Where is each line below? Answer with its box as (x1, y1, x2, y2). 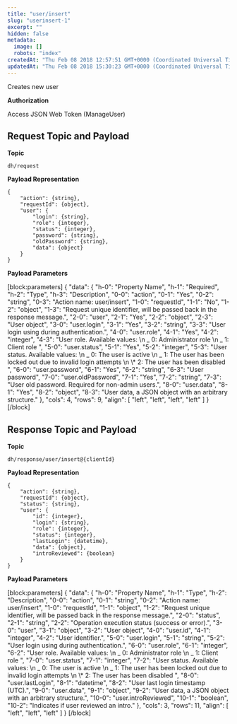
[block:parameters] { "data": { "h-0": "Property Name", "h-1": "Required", (7, 283, 219, 291)
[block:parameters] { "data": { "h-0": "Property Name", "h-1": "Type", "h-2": (7, 588, 227, 597)
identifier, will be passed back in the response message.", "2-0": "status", (7, 611, 221, 619)
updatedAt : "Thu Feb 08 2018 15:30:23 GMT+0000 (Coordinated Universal (7, 63, 222, 70)
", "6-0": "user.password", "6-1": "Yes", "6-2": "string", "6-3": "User (7, 366, 204, 374)
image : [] (13, 43, 42, 50)
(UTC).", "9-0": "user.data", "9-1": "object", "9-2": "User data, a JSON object (7, 687, 229, 695)
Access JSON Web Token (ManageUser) (7, 110, 126, 118)
